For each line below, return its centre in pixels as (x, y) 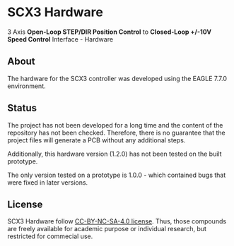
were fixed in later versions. (48, 182)
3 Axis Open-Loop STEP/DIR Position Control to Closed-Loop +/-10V (110, 32)
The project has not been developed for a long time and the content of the (115, 125)
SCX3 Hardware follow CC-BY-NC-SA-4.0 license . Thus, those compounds (117, 221)
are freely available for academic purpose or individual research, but (107, 229)
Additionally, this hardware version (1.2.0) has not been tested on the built (115, 154)
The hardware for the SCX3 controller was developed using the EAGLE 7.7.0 (117, 78)
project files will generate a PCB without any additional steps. (96, 140)
